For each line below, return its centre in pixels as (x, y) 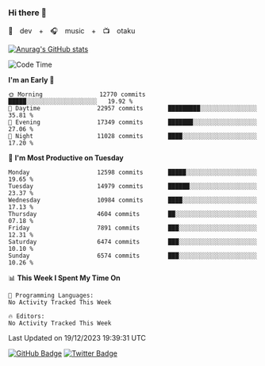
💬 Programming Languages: (51, 296)
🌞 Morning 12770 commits (77, 94)
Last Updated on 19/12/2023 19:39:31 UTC (77, 338)
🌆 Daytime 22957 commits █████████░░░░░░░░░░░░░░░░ (133, 109)
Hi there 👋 (28, 13)
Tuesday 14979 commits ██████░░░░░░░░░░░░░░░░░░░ (133, 187)
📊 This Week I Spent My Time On (64, 278)
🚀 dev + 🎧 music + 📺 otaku (72, 31)
